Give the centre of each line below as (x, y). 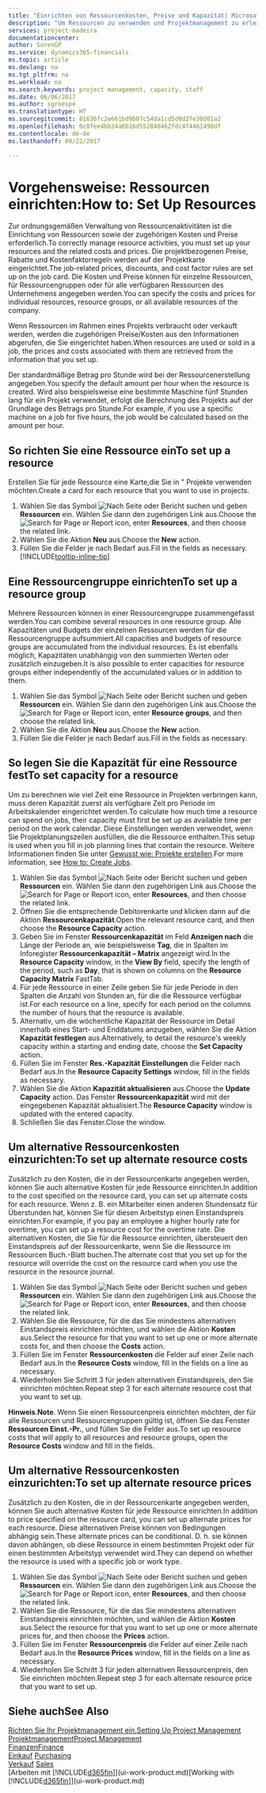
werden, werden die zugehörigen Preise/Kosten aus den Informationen (123, 334)
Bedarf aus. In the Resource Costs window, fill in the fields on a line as (134, 1363)
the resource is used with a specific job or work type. (95, 1561)
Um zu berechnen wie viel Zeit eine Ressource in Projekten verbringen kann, (133, 794)
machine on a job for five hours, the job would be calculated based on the (129, 417)
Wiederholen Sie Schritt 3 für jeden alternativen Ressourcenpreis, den (134, 1669)
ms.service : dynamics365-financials (68, 52)
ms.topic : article (38, 60)
